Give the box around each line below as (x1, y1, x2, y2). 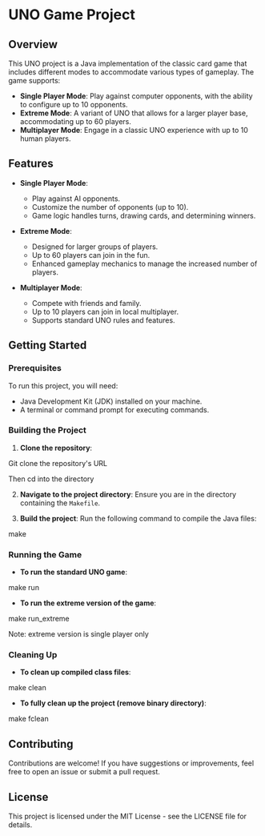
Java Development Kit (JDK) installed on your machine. (19, 396, 203, 406)
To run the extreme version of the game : (19, 598, 157, 608)
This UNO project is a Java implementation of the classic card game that (8, 58, 247, 68)
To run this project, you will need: (8, 380, 118, 390)
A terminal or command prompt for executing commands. (19, 404, 210, 414)
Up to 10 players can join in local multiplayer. (31, 307, 179, 316)
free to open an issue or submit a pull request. (8, 767, 160, 777)
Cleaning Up (8, 649, 58, 661)
